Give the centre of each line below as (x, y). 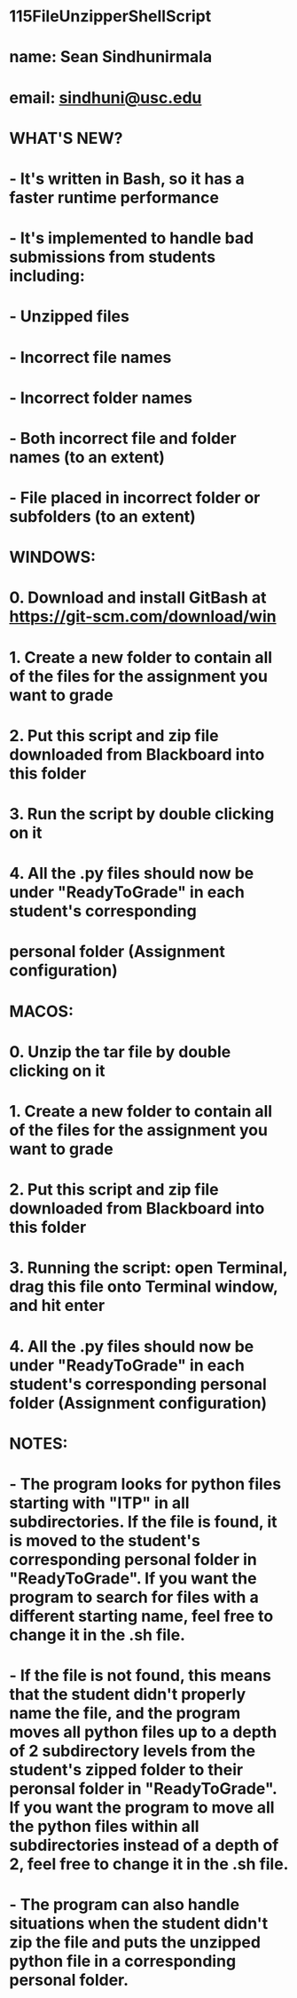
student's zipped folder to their (126, 1770)
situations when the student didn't (139, 1924)
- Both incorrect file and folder (123, 438)
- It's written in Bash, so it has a (127, 178)
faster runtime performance (114, 197)
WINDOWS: (52, 557)
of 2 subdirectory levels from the (132, 1751)
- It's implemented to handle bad (132, 238)
